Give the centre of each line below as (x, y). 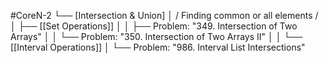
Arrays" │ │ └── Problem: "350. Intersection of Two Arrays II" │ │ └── (156, 36)
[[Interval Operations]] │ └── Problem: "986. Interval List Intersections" (158, 47)
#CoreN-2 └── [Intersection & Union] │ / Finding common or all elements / (164, 15)
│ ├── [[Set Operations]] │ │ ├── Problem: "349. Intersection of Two (154, 26)
